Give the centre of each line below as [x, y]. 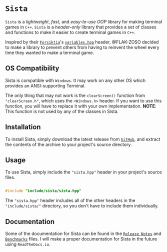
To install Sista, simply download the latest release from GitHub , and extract [83, 139]
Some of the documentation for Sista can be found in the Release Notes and [83, 233]
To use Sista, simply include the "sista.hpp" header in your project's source [84, 172]
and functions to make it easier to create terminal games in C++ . [70, 32]
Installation [23, 127]
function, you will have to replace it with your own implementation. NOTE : [81, 106]
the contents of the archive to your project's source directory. [68, 144]
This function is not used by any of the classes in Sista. [62, 111]
